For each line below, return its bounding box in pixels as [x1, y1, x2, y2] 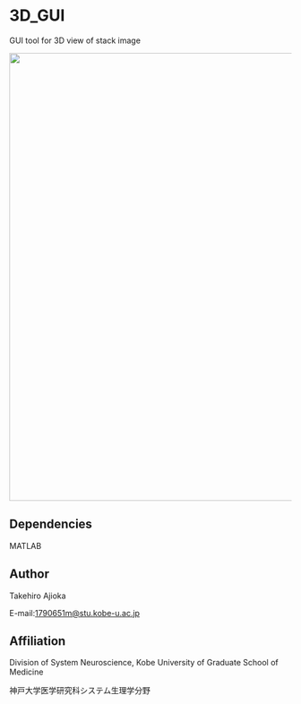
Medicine [9, 666, 44, 677]
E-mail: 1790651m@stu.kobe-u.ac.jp [9, 607, 141, 618]
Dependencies [9, 517, 92, 532]
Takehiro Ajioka [9, 590, 66, 601]
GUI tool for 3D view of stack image [9, 35, 142, 46]
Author [9, 566, 49, 582]
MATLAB [9, 540, 42, 551]
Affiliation [9, 633, 66, 648]
